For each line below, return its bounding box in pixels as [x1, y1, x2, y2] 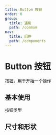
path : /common [9, 25, 37, 30]
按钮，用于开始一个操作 [5, 78, 51, 84]
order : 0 [5, 12, 22, 16]
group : [5, 16, 18, 21]
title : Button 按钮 [5, 7, 43, 12]
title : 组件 [9, 34, 32, 39]
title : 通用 [9, 20, 32, 26]
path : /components [9, 39, 46, 44]
